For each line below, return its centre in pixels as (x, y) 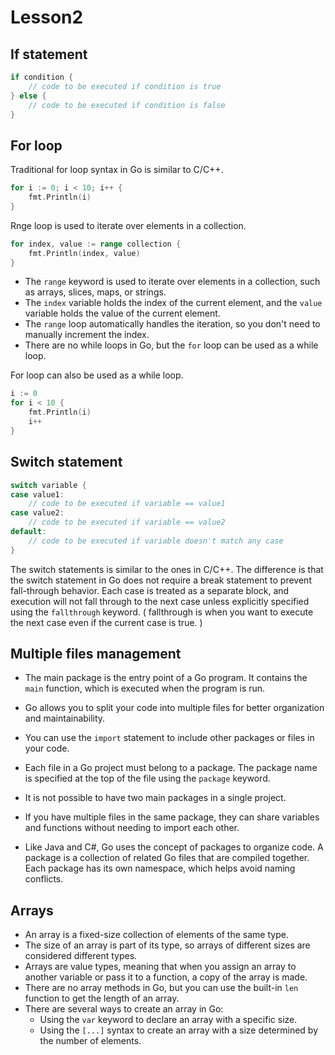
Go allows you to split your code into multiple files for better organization (174, 708)
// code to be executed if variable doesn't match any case (156, 541)
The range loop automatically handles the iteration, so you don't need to (172, 324)
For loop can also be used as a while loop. (97, 375)
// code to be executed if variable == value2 (127, 522)
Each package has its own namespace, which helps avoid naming (160, 868)
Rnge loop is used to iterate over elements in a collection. (128, 225)
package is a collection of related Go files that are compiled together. (167, 858)
